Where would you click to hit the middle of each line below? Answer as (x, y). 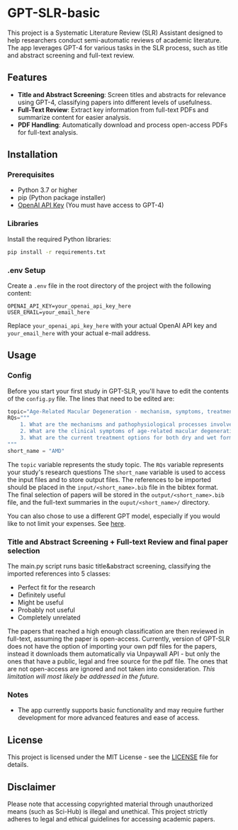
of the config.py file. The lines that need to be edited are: (91, 398)
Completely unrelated (49, 617)
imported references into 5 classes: (59, 574)
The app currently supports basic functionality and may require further (121, 710)
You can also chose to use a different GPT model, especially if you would (114, 516)
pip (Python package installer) (62, 198)
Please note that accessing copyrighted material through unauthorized (110, 804)
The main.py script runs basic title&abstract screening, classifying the (109, 566)
